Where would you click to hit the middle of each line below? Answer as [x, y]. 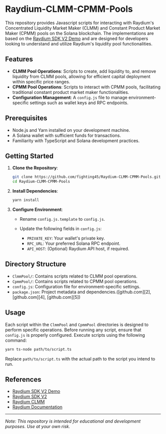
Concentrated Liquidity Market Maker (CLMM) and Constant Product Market [83, 28]
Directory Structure [36, 264]
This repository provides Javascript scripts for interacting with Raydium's [80, 23]
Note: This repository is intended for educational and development [73, 421]
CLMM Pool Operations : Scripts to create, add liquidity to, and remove [84, 71]
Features [19, 59]
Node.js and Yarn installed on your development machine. [71, 130]
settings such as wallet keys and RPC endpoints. [79, 103]
